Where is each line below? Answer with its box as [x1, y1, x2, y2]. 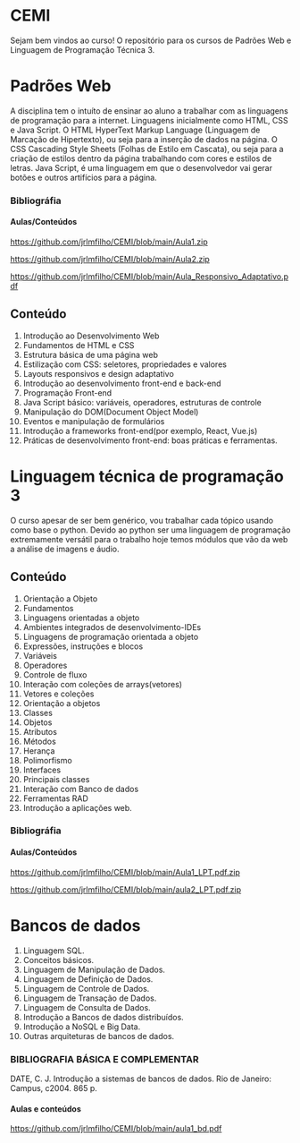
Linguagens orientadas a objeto [22, 612, 140, 623]
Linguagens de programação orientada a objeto [22, 631, 199, 642]
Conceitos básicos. [22, 954, 95, 965]
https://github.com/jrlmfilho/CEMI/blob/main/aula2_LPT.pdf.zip [10, 883, 242, 895]
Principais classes [22, 773, 90, 784]
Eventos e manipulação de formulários [22, 415, 165, 426]
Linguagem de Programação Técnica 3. [10, 44, 155, 55]
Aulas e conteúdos [10, 1103, 81, 1114]
